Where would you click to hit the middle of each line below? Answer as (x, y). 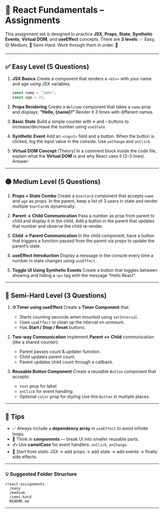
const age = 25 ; (29, 97)
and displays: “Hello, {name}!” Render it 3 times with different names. (83, 112)
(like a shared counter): (36, 342)
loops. (18, 434)
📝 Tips (15, 416)
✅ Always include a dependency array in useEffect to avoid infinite (80, 428)
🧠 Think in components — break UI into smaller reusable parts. (75, 439)
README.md (19, 501)
